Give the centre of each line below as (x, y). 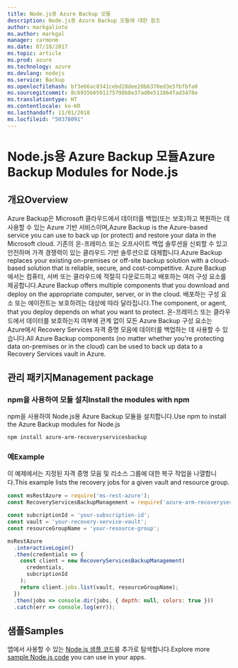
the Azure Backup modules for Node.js (64, 424)
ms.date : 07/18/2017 (38, 47)
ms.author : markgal (36, 34)
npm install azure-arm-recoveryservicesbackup (77, 437)
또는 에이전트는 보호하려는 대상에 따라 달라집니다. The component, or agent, (121, 302)
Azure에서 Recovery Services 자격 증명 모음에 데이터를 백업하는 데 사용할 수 (114, 329)
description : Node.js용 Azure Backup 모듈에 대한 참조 (84, 21)
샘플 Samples (35, 631)
